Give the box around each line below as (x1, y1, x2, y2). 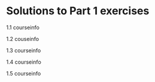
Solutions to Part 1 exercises (6, 4, 150, 18)
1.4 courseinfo (6, 58, 42, 65)
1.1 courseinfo (6, 24, 40, 31)
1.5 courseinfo (6, 70, 41, 77)
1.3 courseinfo (6, 46, 41, 54)
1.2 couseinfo (6, 35, 39, 42)
